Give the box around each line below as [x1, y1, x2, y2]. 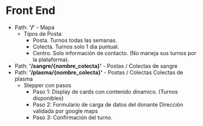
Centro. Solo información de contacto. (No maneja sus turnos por [32, 49, 197, 56]
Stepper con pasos [23, 81, 72, 88]
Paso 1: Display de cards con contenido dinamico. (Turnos [32, 88, 178, 95]
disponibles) [32, 94, 64, 102]
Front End [5, 4, 56, 18]
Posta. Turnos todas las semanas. [32, 36, 117, 44]
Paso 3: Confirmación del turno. [32, 113, 113, 121]
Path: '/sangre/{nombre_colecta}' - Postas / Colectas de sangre [14, 62, 177, 70]
